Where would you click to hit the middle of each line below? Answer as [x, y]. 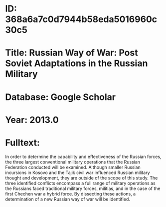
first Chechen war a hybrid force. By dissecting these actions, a [71, 193]
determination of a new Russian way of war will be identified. [68, 199]
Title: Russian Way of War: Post [72, 53]
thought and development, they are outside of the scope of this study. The [82, 177]
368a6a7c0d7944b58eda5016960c [81, 19]
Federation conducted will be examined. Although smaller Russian [73, 167]
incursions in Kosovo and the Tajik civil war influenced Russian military [78, 172]
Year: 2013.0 [32, 120]
